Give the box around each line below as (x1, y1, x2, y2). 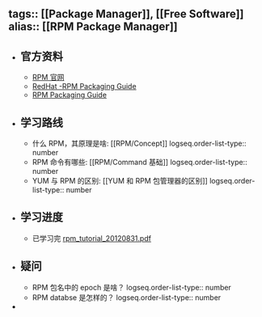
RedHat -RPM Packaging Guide (32, 82, 137, 91)
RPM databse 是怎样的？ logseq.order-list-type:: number (32, 292, 222, 302)
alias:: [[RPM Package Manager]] (8, 20, 178, 34)
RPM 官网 (32, 73, 65, 82)
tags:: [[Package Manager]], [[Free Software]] (8, 7, 244, 21)
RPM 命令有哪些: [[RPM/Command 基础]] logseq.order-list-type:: (32, 158, 248, 167)
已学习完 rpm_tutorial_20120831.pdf (32, 233, 152, 243)
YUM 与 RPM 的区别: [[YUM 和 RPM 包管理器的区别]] (32, 176, 208, 186)
